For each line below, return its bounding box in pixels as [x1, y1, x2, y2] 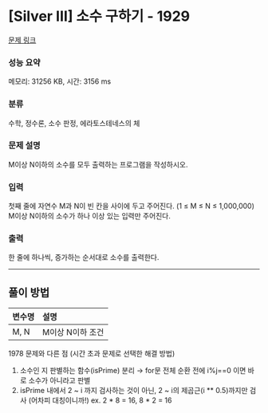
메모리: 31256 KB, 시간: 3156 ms [8, 77, 112, 86]
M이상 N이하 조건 [42, 327, 104, 338]
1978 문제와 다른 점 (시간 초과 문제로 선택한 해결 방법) [8, 348, 175, 359]
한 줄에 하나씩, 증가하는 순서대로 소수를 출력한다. [8, 253, 160, 262]
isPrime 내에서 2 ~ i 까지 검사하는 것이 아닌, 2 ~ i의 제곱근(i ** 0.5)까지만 [19, 386, 249, 395]
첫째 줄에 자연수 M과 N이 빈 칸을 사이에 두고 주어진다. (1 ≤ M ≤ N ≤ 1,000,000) [8, 201, 255, 211]
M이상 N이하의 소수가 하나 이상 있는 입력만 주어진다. [8, 211, 171, 221]
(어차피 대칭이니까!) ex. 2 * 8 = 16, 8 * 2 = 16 [28, 395, 172, 405]
